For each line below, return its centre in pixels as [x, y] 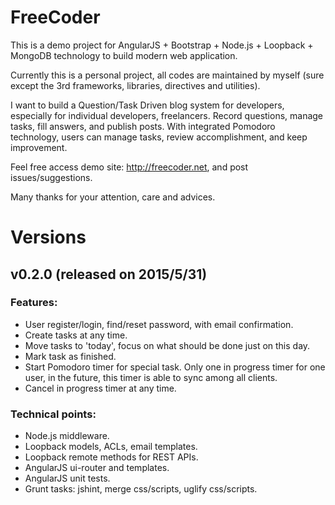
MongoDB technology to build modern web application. [124, 55]
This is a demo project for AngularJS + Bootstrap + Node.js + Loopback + [162, 45]
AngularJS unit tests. [67, 478]
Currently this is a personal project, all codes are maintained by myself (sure [167, 75]
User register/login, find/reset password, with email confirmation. [159, 324]
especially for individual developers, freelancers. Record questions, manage [167, 115]
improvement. [39, 147]
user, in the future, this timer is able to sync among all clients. [151, 377]
